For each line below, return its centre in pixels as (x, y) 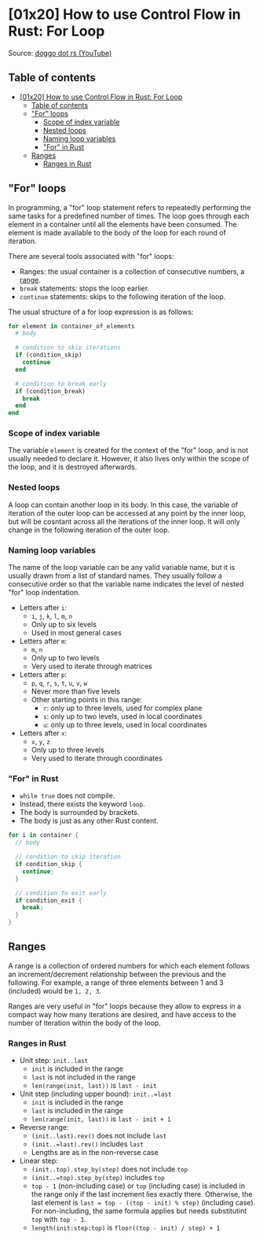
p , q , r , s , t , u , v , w (59, 683)
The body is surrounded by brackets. (79, 812)
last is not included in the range (83, 1077)
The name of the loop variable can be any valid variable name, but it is (122, 568)
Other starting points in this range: (87, 700)
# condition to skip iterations (68, 348)
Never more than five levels (75, 691)
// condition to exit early (61, 893)
